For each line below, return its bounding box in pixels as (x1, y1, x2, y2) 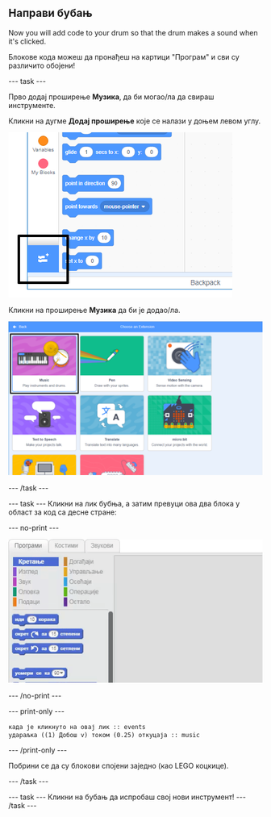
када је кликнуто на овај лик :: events (8, 723, 147, 731)
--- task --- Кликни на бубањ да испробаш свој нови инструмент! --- (8, 792, 246, 802)
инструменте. (8, 100, 56, 110)
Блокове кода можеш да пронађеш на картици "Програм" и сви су (8, 52, 240, 61)
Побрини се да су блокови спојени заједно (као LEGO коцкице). (8, 761, 229, 770)
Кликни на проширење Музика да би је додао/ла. (8, 305, 181, 315)
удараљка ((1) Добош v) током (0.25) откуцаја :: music (8, 731, 200, 739)
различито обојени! (8, 60, 76, 70)
